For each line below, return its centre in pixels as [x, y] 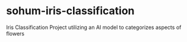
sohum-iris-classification [70, 11]
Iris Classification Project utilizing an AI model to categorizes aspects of [94, 27]
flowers [15, 33]
